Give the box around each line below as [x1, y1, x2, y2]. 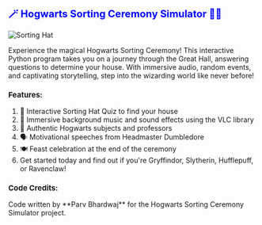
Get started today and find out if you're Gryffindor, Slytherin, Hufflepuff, [19, 155, 253, 165]
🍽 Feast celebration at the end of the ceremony [19, 144, 177, 154]
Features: [8, 90, 44, 100]
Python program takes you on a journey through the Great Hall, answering [8, 54, 249, 63]
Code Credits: [8, 183, 59, 193]
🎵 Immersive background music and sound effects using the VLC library [19, 115, 255, 124]
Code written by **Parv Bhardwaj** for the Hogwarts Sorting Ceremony [8, 200, 244, 209]
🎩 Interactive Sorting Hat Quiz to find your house [19, 107, 178, 116]
